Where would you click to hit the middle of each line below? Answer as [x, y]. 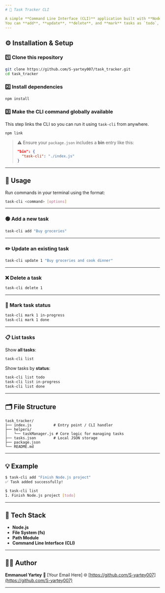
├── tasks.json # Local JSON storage [51, 438]
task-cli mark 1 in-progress [35, 315]
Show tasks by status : [28, 368]
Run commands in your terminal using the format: [55, 193]
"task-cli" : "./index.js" [48, 156]
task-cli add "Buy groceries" [36, 231]
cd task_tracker [22, 74]
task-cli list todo [25, 377]
